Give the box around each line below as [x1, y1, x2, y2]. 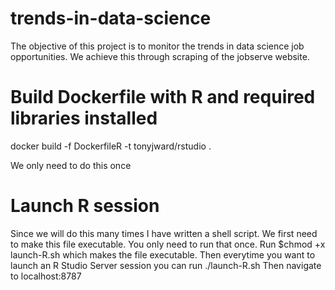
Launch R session [10, 195, 160, 217]
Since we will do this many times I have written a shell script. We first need [10, 227, 318, 239]
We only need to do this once [10, 159, 132, 171]
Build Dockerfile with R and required [10, 86, 316, 109]
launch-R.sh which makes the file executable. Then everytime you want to [10, 248, 316, 261]
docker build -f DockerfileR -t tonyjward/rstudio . [10, 140, 212, 152]
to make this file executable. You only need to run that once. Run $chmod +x [10, 238, 326, 250]
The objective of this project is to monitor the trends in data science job [10, 40, 305, 52]
